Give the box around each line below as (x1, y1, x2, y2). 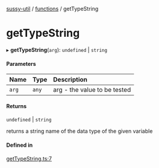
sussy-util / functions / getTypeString (6, 5, 99, 12)
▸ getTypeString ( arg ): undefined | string (6, 46, 107, 53)
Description (53, 76, 87, 84)
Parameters (6, 60, 36, 67)
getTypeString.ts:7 (6, 155, 52, 162)
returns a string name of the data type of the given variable (6, 128, 153, 135)
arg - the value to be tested (53, 86, 131, 94)
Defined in (6, 141, 33, 149)
